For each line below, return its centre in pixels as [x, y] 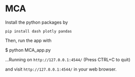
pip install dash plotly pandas [38, 31]
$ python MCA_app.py [28, 50]
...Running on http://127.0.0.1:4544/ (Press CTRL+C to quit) [68, 59]
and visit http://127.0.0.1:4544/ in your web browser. [61, 69]
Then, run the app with [29, 40]
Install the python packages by [36, 22]
